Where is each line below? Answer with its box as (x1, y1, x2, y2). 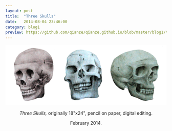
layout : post (5, 8, 33, 13)
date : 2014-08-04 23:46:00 (5, 19, 68, 24)
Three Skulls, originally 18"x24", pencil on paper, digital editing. (19, 110, 153, 116)
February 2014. (70, 120, 102, 126)
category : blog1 (5, 25, 40, 30)
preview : (5, 30, 24, 35)
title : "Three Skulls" (5, 13, 56, 19)
